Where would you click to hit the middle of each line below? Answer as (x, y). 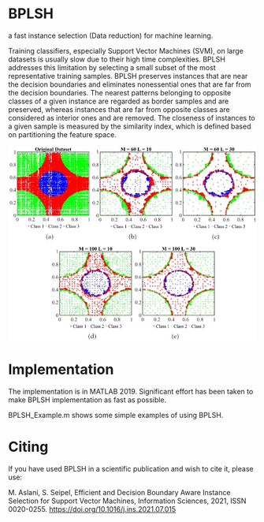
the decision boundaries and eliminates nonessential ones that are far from (130, 84)
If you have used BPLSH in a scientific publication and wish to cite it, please (131, 468)
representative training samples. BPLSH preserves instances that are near (128, 76)
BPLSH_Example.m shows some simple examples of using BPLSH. (116, 415)
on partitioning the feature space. (62, 134)
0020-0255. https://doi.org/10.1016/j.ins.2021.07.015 (92, 509)
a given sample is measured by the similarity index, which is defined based (130, 126)
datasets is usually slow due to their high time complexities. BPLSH (117, 59)
